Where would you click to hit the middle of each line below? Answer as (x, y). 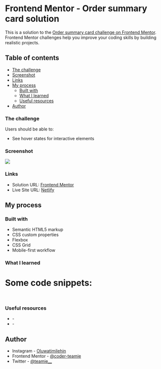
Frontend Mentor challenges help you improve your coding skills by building (81, 37)
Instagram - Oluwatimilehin (39, 351)
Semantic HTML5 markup (38, 230)
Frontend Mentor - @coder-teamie (47, 356)
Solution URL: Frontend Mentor (43, 184)
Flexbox (20, 240)
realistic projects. (22, 42)
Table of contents (32, 58)
